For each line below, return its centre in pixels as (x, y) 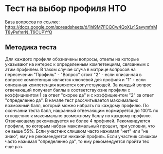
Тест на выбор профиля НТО (66, 8)
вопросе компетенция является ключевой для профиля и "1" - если (75, 79)
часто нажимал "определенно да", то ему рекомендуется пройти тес (77, 141)
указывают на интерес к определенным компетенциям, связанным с (77, 64)
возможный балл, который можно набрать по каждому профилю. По (77, 105)
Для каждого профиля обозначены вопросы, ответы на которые (72, 59)
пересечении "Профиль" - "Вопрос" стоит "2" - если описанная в (73, 74)
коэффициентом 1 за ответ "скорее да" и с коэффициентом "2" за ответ (80, 95)
